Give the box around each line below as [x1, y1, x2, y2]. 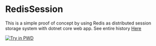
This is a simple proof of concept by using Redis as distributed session [5, 20, 151, 26]
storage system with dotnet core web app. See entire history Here [5, 25, 141, 31]
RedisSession [5, 3, 64, 15]
